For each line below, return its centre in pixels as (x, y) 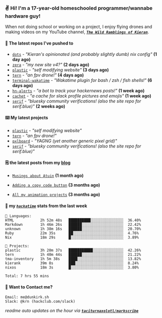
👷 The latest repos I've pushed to (39, 43)
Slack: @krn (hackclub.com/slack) (40, 302)
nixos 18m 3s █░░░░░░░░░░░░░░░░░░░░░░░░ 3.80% (72, 268)
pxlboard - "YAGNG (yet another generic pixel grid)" (65, 141)
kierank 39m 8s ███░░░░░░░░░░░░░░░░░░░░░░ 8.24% (72, 263)
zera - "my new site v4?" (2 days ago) (51, 64)
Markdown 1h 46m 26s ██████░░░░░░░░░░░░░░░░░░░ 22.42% (73, 225)
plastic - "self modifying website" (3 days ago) (60, 70)
